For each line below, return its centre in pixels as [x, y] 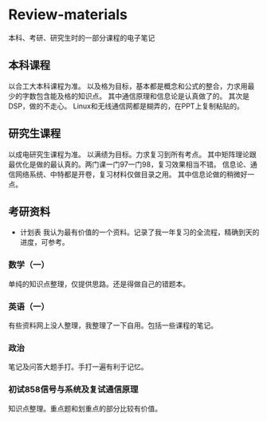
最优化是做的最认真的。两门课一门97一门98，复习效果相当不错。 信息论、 [130, 164]
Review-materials [68, 15]
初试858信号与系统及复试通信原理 [73, 390]
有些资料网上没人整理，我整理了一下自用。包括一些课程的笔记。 [113, 325]
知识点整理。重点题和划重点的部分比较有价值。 [85, 408]
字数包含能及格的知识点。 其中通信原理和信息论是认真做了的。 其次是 [135, 96]
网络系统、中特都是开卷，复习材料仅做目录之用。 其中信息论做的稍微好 [131, 174]
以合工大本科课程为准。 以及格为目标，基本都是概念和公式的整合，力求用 [128, 86]
